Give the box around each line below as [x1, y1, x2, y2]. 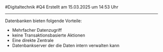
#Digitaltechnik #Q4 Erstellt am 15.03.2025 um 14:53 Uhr [5, 4, 119, 10]
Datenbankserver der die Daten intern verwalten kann [12, 43, 120, 48]
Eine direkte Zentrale [12, 38, 54, 43]
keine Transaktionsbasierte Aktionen [12, 32, 85, 38]
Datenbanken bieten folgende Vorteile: [5, 18, 82, 24]
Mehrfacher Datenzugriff [12, 27, 62, 33]
